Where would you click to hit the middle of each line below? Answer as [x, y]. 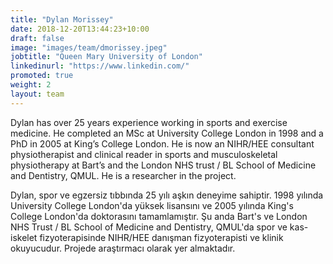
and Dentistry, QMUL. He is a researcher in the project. [123, 175]
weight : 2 [31, 85]
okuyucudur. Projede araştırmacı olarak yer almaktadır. [123, 248]
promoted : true [42, 76]
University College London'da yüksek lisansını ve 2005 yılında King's [152, 205]
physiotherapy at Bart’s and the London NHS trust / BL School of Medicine [163, 165]
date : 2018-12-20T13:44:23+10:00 [80, 29]
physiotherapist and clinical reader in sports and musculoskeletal [144, 154]
